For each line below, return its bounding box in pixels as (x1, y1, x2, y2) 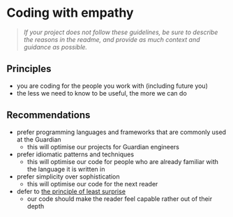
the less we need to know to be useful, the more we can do (16, 89, 188, 97)
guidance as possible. (23, 43, 88, 51)
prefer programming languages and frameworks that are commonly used (16, 128, 227, 136)
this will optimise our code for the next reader (27, 179, 158, 188)
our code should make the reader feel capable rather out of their (27, 194, 213, 203)
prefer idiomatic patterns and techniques (16, 150, 134, 158)
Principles (6, 63, 52, 75)
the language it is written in (27, 165, 105, 173)
